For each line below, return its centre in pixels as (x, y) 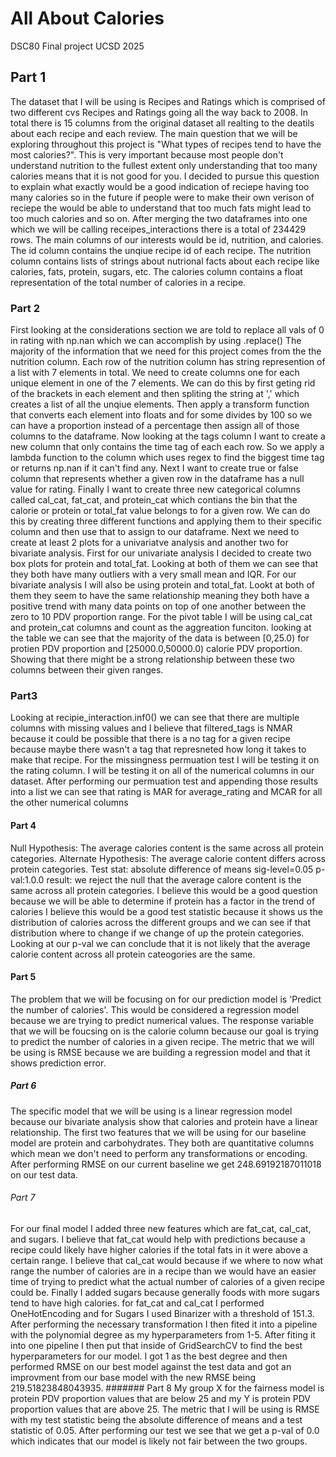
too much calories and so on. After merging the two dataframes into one (159, 218)
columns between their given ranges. (87, 670)
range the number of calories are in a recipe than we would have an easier (163, 1271)
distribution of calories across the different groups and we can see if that (161, 922)
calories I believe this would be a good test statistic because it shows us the (166, 911)
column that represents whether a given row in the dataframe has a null (157, 479)
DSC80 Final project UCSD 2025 (77, 46)
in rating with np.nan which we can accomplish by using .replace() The (156, 341)
